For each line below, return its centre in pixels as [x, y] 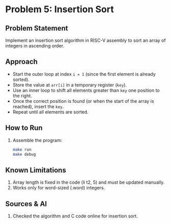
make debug [24, 154]
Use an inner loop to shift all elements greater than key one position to [86, 90]
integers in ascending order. [35, 46]
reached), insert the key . [38, 106]
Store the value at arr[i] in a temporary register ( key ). [70, 85]
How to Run [24, 128]
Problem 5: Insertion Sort [59, 9]
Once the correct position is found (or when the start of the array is [83, 101]
